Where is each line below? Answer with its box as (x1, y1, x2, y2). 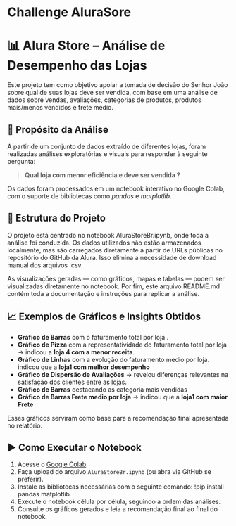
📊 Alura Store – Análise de (7, 38, 166, 53)
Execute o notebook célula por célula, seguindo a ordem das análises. (17, 497, 221, 506)
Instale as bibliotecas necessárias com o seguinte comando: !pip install (17, 482, 224, 491)
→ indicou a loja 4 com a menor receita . (17, 347, 135, 356)
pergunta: (7, 157, 36, 165)
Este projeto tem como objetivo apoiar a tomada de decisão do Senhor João (7, 81, 228, 89)
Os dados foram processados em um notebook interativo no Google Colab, (7, 184, 225, 193)
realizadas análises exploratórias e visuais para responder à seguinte (7, 149, 208, 158)
